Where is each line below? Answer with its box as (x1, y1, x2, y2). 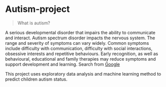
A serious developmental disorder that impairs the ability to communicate (5, 29, 156, 35)
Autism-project (5, 3, 70, 15)
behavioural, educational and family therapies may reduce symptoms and (5, 56, 156, 62)
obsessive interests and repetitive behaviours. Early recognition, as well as (5, 51, 159, 57)
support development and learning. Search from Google (5, 61, 120, 67)
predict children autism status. (5, 76, 68, 82)
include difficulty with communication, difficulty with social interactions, (5, 45, 153, 51)
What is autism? (17, 20, 50, 26)
